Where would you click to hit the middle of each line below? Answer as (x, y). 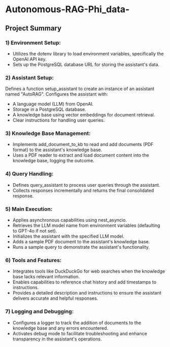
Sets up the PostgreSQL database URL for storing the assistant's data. (86, 64)
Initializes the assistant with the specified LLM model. (69, 236)
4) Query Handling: (29, 174)
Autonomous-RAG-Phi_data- (67, 9)
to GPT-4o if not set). (35, 231)
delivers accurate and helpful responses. (55, 298)
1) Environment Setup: (33, 43)
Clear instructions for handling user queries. (59, 120)
